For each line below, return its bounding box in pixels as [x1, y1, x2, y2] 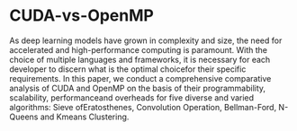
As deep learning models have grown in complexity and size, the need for [9, 35, 283, 46]
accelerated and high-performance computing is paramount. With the [9, 44, 268, 55]
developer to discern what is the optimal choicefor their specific [9, 64, 247, 74]
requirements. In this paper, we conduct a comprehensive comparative [9, 73, 272, 83]
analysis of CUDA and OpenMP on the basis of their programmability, [9, 83, 266, 93]
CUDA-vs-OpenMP [9, 5, 155, 26]
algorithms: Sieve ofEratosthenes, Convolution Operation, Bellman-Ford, [9, 101, 277, 112]
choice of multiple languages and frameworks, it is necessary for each [9, 54, 271, 65]
